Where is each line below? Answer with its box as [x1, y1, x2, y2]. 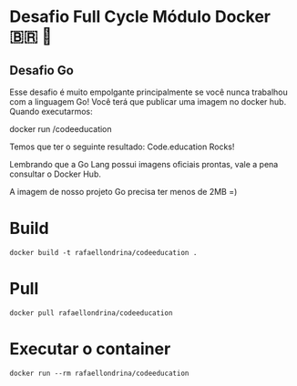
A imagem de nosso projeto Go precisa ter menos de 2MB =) [9, 187, 238, 197]
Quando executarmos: [9, 107, 93, 117]
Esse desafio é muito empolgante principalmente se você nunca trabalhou [9, 86, 289, 97]
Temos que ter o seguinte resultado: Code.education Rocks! [9, 141, 235, 152]
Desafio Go [9, 62, 75, 78]
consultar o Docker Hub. [9, 168, 102, 179]
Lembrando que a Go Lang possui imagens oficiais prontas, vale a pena [9, 159, 279, 169]
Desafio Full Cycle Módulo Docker [9, 6, 271, 27]
